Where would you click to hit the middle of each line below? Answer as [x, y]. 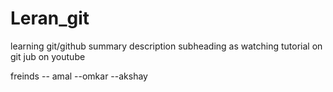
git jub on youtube [48, 56]
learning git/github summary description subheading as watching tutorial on [166, 46]
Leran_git [50, 18]
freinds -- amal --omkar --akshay [79, 76]
